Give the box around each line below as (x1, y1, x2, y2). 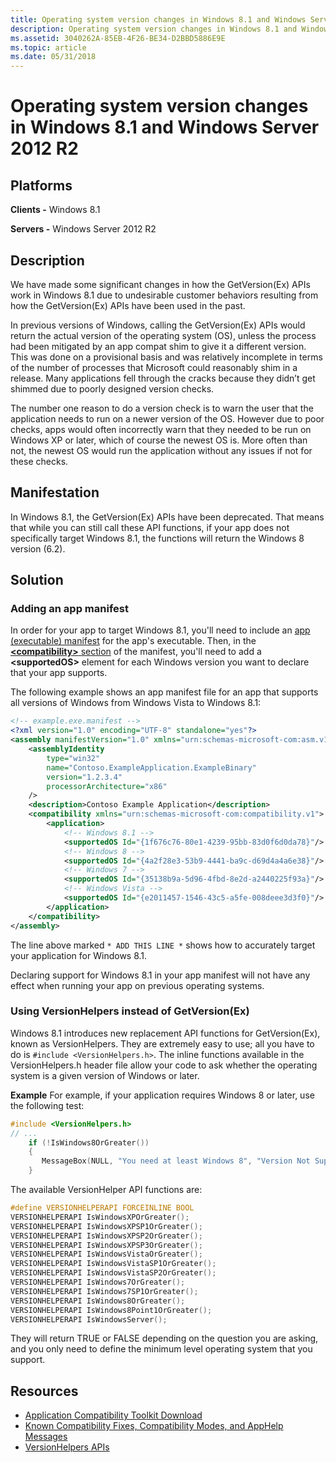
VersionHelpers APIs (24, 1441, 110, 1453)
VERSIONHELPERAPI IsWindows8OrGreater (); (10, 1296, 186, 1306)
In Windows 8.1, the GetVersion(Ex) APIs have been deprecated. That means (10, 511, 325, 523)
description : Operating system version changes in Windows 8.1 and (10, 24, 298, 34)
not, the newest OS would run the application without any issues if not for (10, 444, 313, 456)
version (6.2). (10, 542, 66, 555)
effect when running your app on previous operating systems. (10, 979, 265, 991)
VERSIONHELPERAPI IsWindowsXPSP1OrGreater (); (10, 1221, 203, 1231)
